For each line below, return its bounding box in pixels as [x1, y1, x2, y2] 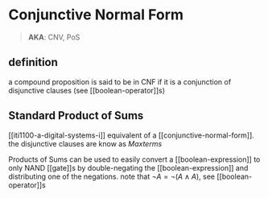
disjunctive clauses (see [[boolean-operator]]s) [8, 85, 166, 95]
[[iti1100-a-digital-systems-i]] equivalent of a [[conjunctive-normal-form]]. [8, 130, 255, 140]
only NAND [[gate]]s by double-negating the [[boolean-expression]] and [8, 163, 249, 172]
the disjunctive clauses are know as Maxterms [8, 138, 163, 148]
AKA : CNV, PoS [27, 32, 80, 42]
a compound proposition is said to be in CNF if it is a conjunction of [8, 76, 232, 86]
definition [8, 56, 59, 69]
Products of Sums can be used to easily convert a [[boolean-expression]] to [8, 155, 261, 164]
